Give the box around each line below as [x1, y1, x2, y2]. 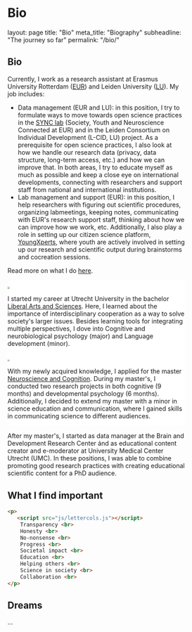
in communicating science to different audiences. [7, 412, 151, 420]
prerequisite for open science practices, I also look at [18, 141, 172, 149]
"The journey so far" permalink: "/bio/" [7, 35, 120, 44]
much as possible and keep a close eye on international [18, 170, 179, 179]
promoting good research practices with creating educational [7, 462, 185, 470]
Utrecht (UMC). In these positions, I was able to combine [7, 454, 172, 463]
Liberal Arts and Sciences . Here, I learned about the [7, 302, 158, 310]
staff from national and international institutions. [18, 185, 157, 194]
